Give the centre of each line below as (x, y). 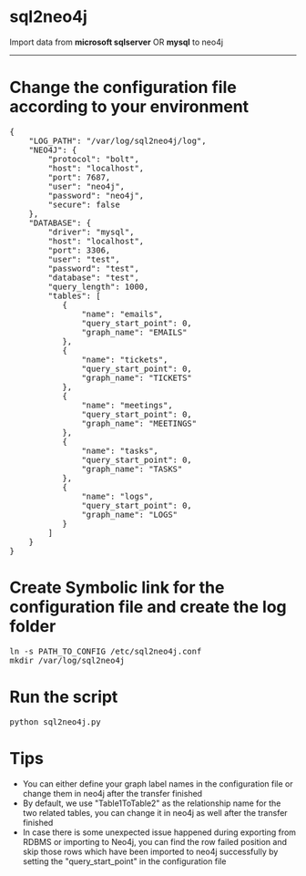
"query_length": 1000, (98, 286)
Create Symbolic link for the (117, 587)
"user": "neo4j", (87, 186)
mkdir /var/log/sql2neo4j (67, 660)
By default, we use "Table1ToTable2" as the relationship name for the (152, 803)
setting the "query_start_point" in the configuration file (124, 861)
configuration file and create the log (148, 607)
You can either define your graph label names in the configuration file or (158, 783)
